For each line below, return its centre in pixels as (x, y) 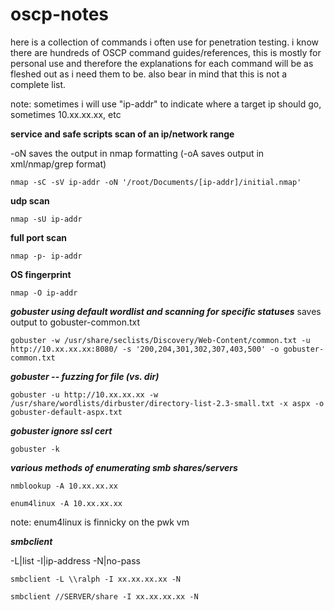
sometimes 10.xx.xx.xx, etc (66, 114)
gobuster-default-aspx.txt (66, 412)
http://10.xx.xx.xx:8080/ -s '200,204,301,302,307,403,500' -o (145, 349)
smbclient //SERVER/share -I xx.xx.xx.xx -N (104, 596)
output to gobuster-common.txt (75, 322)
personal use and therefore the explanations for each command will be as (162, 63)
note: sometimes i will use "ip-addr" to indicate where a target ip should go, (166, 104)
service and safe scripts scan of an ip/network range (122, 134)
